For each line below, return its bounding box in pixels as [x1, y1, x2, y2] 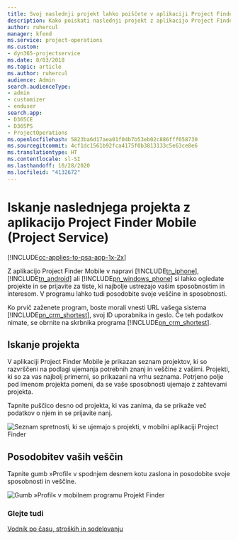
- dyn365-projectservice [7, 50, 81, 57]
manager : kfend [7, 30, 52, 38]
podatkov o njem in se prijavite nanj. [7, 409, 113, 417]
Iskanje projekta [7, 338, 80, 351]
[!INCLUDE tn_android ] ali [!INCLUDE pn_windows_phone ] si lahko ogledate [7, 274, 225, 282]
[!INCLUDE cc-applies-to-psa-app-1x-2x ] [7, 253, 127, 261]
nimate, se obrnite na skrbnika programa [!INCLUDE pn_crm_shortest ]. [7, 318, 211, 326]
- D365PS [7, 122, 33, 130]
